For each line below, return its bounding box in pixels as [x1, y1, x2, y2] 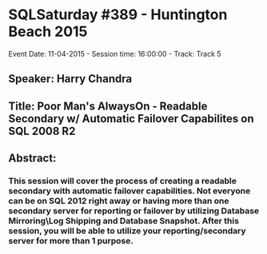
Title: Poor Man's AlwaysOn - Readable [8, 99, 208, 113]
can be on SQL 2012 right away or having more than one [8, 196, 229, 207]
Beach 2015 [8, 22, 88, 41]
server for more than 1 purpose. [8, 236, 133, 247]
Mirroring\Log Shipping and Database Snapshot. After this [8, 216, 240, 227]
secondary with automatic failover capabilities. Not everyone [8, 185, 251, 196]
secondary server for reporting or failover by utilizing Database [8, 205, 260, 216]
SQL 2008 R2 [8, 124, 76, 137]
